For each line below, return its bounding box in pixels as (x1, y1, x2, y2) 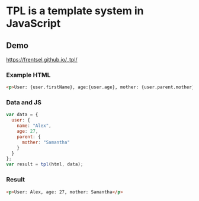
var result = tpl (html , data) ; (6, 161, 84, 167)
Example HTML (6, 71, 51, 79)
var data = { (6, 111, 38, 118)
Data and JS (6, 98, 41, 107)
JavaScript (6, 17, 61, 30)
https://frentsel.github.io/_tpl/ (6, 56, 78, 63)
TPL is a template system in (6, 4, 144, 18)
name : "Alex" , (17, 123, 52, 129)
